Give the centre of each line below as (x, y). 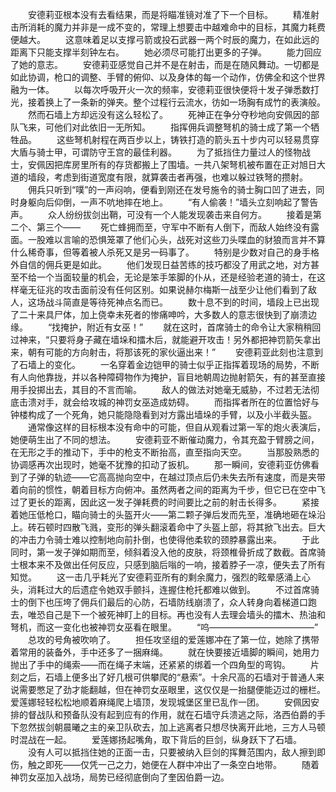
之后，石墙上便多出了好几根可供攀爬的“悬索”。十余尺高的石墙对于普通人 (167, 677)
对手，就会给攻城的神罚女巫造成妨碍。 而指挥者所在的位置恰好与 (178, 402)
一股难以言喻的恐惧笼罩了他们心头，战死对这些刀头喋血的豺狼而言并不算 (176, 239)
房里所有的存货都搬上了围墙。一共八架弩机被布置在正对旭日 (194, 164)
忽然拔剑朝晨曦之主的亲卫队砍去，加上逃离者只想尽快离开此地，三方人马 (167, 727)
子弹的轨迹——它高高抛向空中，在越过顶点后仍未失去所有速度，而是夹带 (176, 477)
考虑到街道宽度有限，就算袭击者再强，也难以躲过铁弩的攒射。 (180, 177)
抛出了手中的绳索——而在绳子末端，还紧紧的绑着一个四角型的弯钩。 (150, 664)
